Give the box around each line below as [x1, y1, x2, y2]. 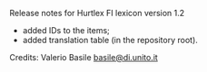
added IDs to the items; [22, 25, 111, 35]
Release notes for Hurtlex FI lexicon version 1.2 [9, 8, 185, 18]
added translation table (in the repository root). [22, 35, 198, 45]
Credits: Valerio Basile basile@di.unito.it [9, 52, 159, 62]
